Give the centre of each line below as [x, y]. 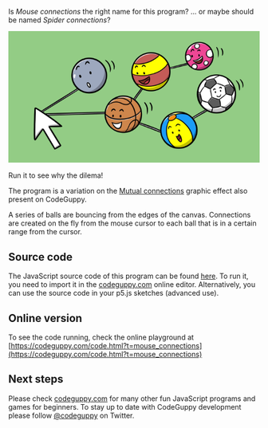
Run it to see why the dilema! [56, 175]
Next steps [36, 379]
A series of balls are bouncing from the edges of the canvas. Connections [130, 215]
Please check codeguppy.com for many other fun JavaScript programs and [132, 399]
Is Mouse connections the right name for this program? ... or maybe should [131, 12]
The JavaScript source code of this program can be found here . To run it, [128, 276]
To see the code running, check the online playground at [101, 337]
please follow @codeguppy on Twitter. [71, 415]
